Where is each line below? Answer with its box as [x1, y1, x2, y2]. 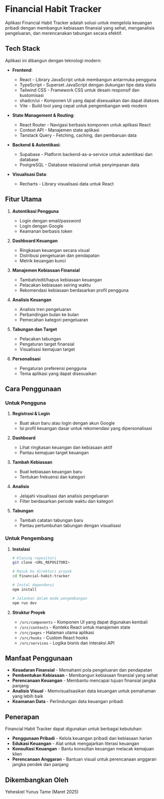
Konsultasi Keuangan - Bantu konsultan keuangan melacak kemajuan [12, 746, 154, 752]
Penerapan [5, 712, 39, 721]
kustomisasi [19, 92, 44, 98]
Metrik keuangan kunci [19, 257, 66, 264]
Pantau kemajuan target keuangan [19, 450, 89, 456]
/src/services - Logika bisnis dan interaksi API [19, 640, 114, 645]
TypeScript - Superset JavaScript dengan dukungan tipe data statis [19, 82, 156, 88]
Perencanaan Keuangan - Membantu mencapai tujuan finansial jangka [12, 677, 156, 683]
